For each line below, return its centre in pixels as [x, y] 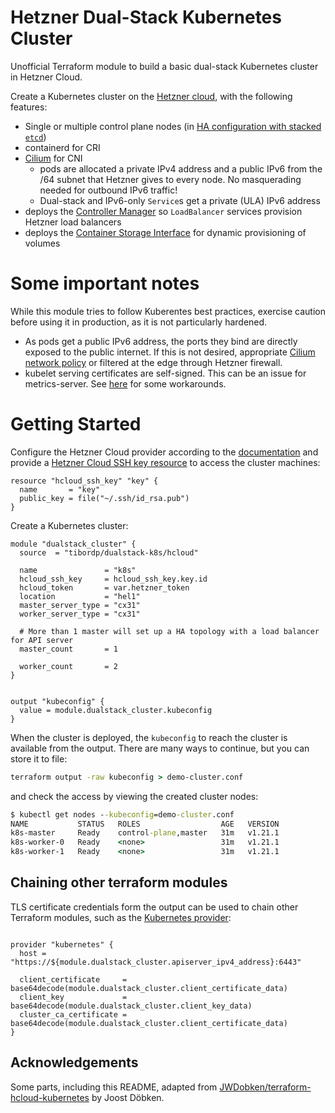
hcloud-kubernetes [50, 1097]
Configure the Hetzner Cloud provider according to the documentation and [164, 452]
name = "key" [60, 489]
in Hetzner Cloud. [46, 77]
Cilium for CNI [53, 158]
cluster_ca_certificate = [73, 1014]
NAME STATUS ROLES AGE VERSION [145, 824]
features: [29, 107]
